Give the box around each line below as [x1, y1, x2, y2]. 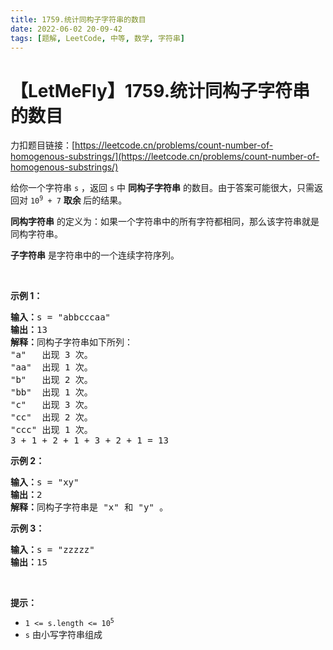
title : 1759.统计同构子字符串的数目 [10, 14, 147, 25]
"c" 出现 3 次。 [10, 399, 93, 411]
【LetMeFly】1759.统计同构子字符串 [10, 79, 310, 102]
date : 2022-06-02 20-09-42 [10, 24, 123, 34]
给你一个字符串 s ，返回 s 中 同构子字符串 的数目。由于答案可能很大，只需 [10, 182, 315, 194]
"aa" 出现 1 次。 [10, 362, 93, 373]
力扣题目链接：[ [10, 139, 76, 151]
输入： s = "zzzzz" [10, 544, 95, 556]
